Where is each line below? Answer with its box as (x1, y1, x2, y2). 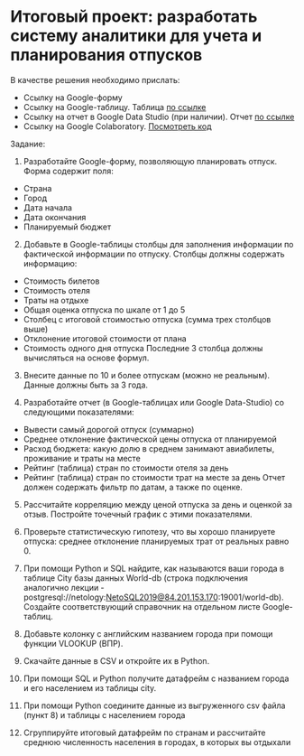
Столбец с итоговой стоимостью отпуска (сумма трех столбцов (23, 313, 272, 324)
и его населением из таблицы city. (23, 682, 157, 693)
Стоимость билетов (23, 275, 100, 286)
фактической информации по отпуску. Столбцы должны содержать (23, 248, 285, 259)
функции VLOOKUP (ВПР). (23, 638, 124, 649)
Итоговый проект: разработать (10, 6, 258, 27)
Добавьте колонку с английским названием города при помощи (23, 628, 273, 639)
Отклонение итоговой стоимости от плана (23, 332, 188, 344)
